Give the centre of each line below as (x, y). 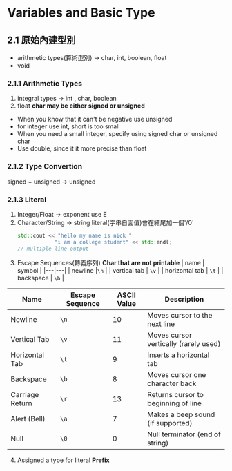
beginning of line (175, 403)
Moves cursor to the (180, 315)
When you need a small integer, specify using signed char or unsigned (117, 134)
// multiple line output (53, 249)
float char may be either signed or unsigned (81, 106)
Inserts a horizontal (178, 355)
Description (184, 299)
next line (161, 324)
